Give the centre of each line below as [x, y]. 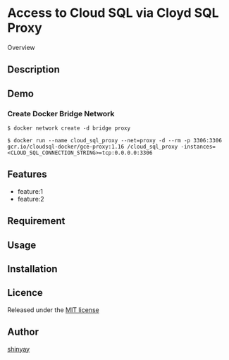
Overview [21, 47]
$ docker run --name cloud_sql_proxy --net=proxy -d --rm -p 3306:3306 [114, 141]
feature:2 [31, 199]
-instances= [198, 147]
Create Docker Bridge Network [61, 113]
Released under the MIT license [54, 310]
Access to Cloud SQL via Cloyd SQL [113, 13]
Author [23, 332]
